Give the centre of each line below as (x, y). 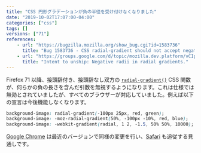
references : (21, 39)
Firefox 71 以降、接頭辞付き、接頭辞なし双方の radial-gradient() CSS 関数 (99, 79)
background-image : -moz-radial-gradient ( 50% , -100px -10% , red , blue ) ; (97, 119)
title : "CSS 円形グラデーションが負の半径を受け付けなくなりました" (82, 12)
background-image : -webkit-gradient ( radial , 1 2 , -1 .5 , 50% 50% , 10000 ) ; (100, 124)
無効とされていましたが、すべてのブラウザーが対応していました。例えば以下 (100, 94)
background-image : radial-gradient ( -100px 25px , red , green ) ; (85, 113)
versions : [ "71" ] (28, 34)
